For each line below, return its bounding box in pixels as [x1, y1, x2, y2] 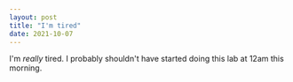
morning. [9, 63, 43, 73]
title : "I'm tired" [9, 21, 82, 30]
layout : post [9, 12, 58, 22]
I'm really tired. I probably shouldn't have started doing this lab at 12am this [9, 54, 284, 64]
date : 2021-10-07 [9, 29, 74, 38]
